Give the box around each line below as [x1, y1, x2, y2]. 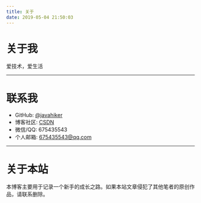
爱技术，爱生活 [6, 63, 43, 70]
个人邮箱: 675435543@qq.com [14, 134, 92, 141]
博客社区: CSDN [14, 119, 54, 126]
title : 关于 [6, 8, 34, 15]
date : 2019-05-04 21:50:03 [6, 14, 74, 20]
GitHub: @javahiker [14, 112, 63, 119]
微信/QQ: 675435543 [14, 126, 68, 133]
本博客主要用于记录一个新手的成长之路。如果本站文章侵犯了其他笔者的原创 [6, 183, 190, 190]
